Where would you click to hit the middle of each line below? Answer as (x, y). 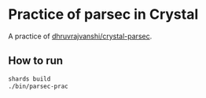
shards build (29, 79)
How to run (36, 61)
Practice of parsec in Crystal (103, 15)
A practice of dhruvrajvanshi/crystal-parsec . (80, 36)
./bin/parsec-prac (38, 86)
